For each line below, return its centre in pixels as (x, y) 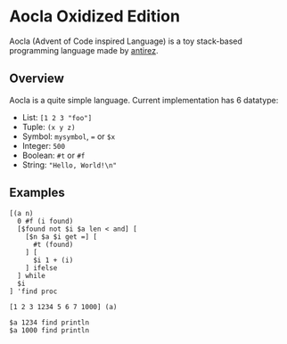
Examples (37, 193)
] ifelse (41, 268)
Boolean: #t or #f (53, 155)
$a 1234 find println (49, 323)
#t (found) (53, 244)
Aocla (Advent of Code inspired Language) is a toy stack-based (126, 41)
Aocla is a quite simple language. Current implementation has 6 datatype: (144, 100)
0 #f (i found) (45, 221)
